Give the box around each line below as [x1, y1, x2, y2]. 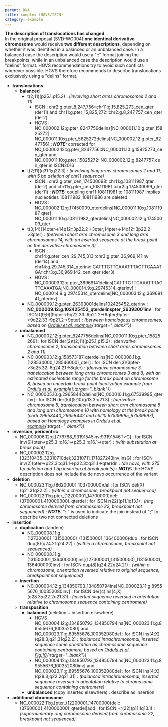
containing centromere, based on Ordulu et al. [34, 647, 130, 653]
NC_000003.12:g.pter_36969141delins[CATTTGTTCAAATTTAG [34, 280, 163, 286]
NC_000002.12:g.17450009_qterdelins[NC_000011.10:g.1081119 [34, 205, 162, 211]
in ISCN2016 [49, 162, 75, 168]
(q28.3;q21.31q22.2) [34, 636, 76, 642]
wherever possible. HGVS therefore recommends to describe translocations [5, 68, 161, 74]
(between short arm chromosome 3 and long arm [46, 231, 149, 238]
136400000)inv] [27, 562, 61, 568]
